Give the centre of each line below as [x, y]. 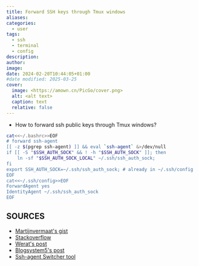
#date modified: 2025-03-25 [42, 79]
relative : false [32, 107]
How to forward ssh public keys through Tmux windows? [86, 125]
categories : [21, 23]
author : [16, 62]
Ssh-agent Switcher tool [45, 256]
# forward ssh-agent [32, 141]
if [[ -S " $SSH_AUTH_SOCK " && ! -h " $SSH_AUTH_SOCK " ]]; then [86, 153]
